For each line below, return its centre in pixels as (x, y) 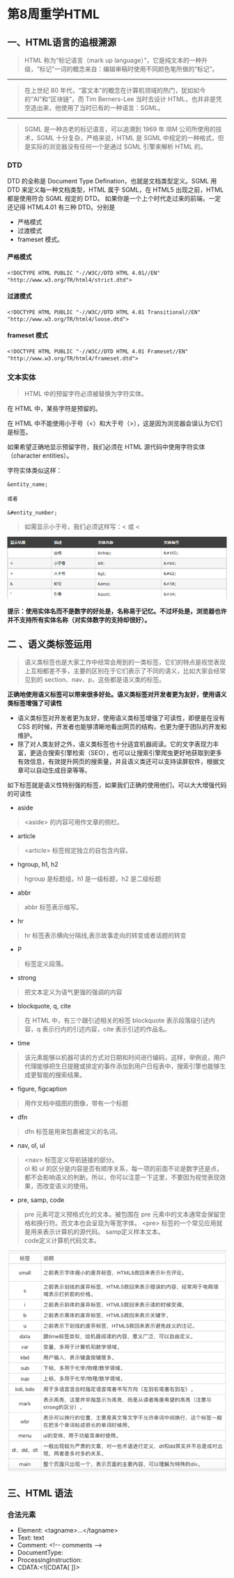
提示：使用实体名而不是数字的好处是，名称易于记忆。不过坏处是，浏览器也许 (117, 612)
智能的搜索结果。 (61, 1075)
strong (27, 978)
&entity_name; (28, 485)
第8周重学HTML (53, 14)
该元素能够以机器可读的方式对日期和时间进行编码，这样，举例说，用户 (125, 1058)
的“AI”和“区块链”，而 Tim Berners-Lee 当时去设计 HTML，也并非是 (120, 99)
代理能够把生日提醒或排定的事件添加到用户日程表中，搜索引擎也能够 (122, 1066)
